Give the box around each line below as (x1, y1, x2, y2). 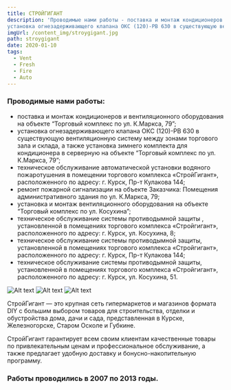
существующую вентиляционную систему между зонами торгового (16, 134, 219, 142)
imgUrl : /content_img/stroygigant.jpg (7, 29, 118, 36)
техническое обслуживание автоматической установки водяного (16, 163, 211, 172)
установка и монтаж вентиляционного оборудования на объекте (16, 200, 208, 208)
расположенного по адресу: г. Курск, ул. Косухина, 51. (16, 273, 178, 281)
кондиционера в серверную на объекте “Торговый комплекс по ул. (16, 148, 217, 157)
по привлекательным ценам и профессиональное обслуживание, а (7, 341, 206, 350)
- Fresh (13, 61, 36, 68)
